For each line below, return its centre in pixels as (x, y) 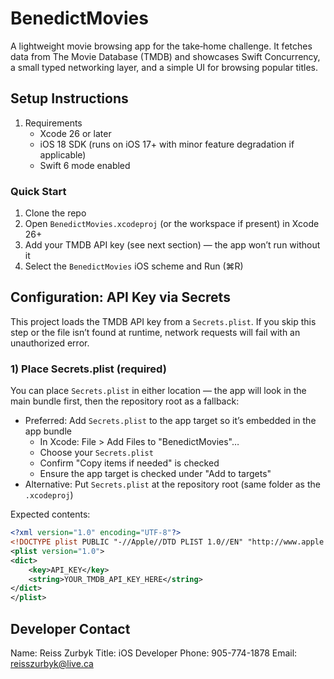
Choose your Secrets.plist (96, 453)
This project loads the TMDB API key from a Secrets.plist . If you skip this (163, 321)
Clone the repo (55, 213)
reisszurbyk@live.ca (52, 663)
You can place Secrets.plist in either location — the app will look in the (158, 391)
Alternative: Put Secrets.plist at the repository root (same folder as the (172, 484)
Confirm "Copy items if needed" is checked (129, 463)
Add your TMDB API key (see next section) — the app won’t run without (172, 245)
